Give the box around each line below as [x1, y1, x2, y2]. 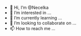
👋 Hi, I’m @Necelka [9, 5, 49, 10]
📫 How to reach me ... [9, 26, 55, 31]
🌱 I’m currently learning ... [9, 15, 62, 20]
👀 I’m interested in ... [9, 10, 52, 16]
